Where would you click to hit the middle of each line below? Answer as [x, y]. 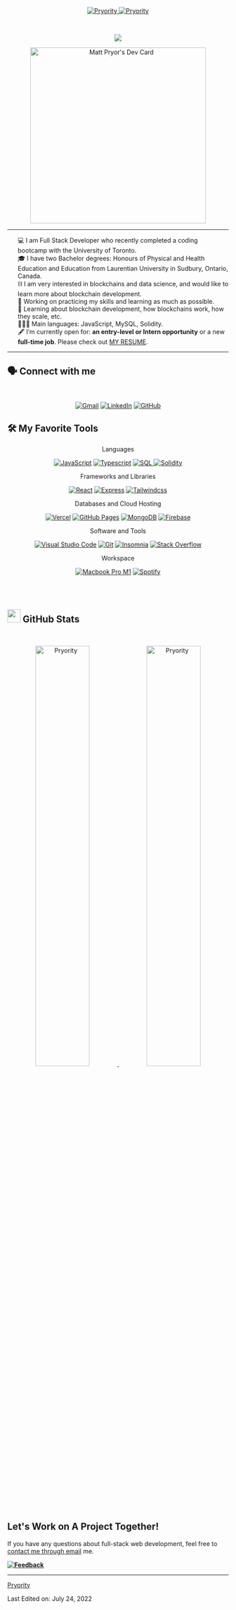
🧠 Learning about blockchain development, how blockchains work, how [121, 309]
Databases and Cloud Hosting [118, 504]
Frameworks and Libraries [118, 476]
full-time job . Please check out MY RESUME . [83, 342]
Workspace [118, 558]
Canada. [29, 276]
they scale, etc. [39, 316]
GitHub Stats [51, 619]
